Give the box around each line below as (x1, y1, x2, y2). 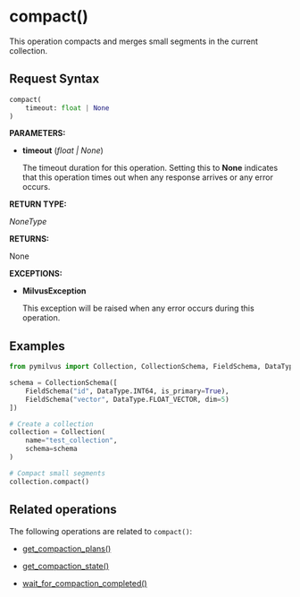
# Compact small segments (9, 468, 105, 478)
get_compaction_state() (21, 560, 110, 571)
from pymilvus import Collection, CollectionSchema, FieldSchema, (9, 362, 262, 371)
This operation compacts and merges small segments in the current (9, 36, 259, 47)
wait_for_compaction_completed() (21, 577, 147, 588)
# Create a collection (9, 419, 94, 429)
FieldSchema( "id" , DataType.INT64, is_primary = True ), (25, 387, 229, 396)
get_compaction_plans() (21, 543, 112, 554)
